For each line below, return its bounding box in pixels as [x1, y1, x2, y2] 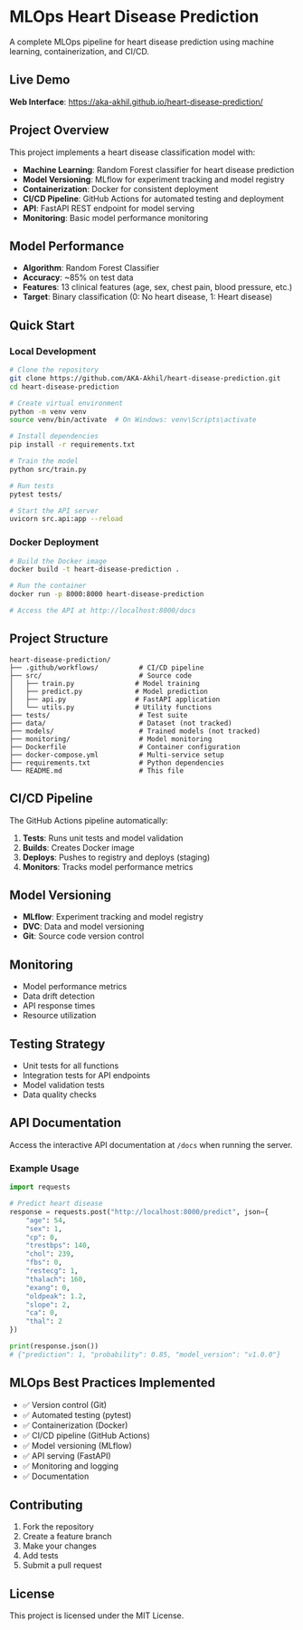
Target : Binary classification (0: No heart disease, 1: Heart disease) [22, 292, 273, 303]
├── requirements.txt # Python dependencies [9, 758, 224, 767]
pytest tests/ [9, 489, 63, 499]
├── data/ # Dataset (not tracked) [9, 719, 232, 728]
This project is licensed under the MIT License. [9, 1610, 185, 1621]
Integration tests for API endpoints [22, 1070, 151, 1081]
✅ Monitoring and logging [22, 1461, 119, 1471]
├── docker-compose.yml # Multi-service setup [9, 750, 224, 759]
